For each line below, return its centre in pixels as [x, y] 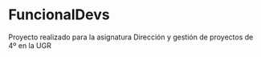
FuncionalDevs [59, 15]
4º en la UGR [30, 45]
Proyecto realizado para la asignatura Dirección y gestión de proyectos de [131, 37]
